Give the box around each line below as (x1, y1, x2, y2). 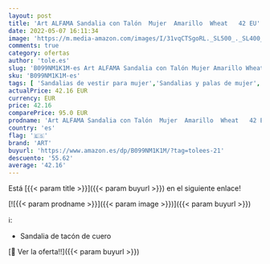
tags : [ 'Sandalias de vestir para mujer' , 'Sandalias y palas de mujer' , (8, 79, 261, 87)
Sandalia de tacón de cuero (19, 231, 112, 241)
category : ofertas (8, 49, 70, 57)
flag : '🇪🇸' (8, 131, 48, 139)
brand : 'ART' (8, 138, 52, 147)
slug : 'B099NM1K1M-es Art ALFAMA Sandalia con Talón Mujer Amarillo (8, 64, 243, 72)
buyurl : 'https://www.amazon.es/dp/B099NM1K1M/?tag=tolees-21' (8, 146, 225, 155)
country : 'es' (8, 124, 56, 132)
